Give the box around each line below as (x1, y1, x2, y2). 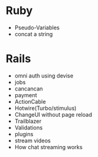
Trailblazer (14, 117, 42, 125)
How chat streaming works (14, 143, 83, 150)
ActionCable (14, 98, 47, 105)
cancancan (14, 85, 43, 92)
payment (14, 91, 37, 98)
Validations (14, 123, 43, 131)
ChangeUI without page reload (14, 111, 92, 118)
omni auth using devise (14, 71, 74, 79)
